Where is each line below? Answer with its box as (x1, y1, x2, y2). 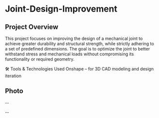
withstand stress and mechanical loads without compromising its (5, 51, 134, 57)
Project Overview (5, 23, 58, 31)
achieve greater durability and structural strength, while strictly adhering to (5, 41, 154, 47)
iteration (5, 73, 22, 79)
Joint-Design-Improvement (5, 3, 117, 15)
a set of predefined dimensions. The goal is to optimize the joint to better (5, 46, 150, 51)
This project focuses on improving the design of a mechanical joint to (5, 35, 143, 41)
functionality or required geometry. (5, 56, 75, 62)
